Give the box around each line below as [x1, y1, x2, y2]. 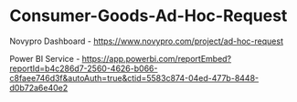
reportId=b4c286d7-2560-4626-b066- [9, 63, 158, 74]
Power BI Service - [9, 53, 80, 64]
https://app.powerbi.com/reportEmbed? [81, 53, 232, 64]
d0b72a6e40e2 [9, 82, 69, 93]
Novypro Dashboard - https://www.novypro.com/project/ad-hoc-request [9, 36, 283, 46]
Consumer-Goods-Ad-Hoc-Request [9, 5, 288, 26]
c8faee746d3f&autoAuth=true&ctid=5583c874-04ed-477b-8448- [9, 72, 259, 83]
